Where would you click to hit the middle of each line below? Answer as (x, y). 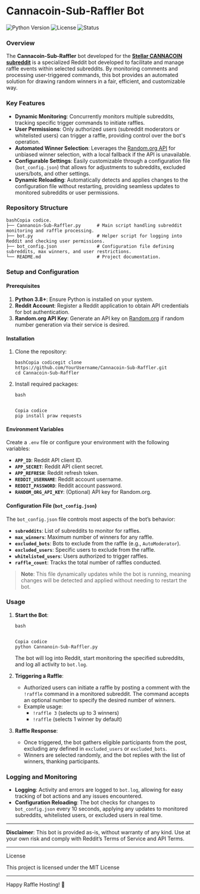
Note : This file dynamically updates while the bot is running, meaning (106, 574)
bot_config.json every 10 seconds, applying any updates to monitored (101, 809)
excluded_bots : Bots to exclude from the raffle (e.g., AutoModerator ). (98, 543)
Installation (20, 338)
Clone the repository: (41, 352)
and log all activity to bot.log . (51, 664)
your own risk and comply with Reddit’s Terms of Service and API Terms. (95, 839)
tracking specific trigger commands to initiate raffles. (80, 122)
